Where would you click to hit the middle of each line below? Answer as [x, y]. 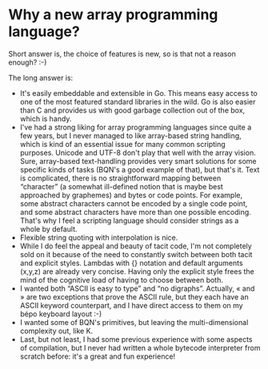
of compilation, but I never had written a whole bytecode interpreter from [140, 347]
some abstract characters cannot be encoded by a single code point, [134, 203]
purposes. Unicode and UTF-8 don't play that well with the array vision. [138, 153]
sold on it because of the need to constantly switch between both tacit [136, 254]
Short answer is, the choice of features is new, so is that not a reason [122, 54]
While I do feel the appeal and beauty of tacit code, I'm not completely [136, 246]
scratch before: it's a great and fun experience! [98, 356]
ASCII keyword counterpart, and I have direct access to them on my [131, 305]
